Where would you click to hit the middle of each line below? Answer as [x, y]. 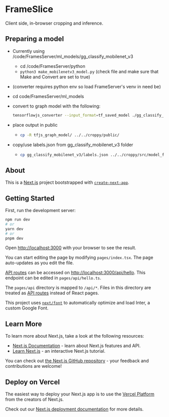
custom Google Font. [27, 308]
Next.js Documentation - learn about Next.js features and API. [76, 346]
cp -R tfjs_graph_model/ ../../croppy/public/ [70, 135]
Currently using [29, 51]
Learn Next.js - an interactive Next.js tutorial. [59, 351]
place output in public [35, 125]
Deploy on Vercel [33, 382]
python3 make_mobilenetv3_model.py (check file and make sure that [89, 71]
